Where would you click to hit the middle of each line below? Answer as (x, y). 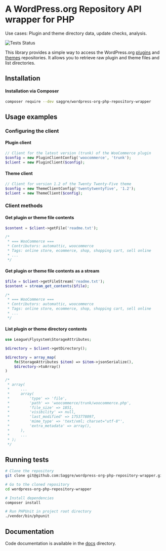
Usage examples (31, 117)
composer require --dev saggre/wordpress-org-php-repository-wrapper (78, 101)
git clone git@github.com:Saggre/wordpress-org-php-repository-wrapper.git (85, 476)
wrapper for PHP (40, 20)
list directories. (20, 63)
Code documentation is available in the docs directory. (61, 544)
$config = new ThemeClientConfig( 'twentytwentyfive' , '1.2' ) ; (70, 189)
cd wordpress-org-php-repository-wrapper (48, 489)
